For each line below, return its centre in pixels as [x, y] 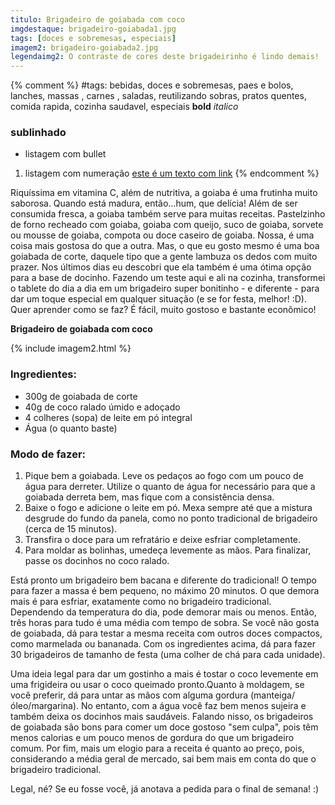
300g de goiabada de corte [81, 396]
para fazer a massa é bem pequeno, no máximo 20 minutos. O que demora [165, 591]
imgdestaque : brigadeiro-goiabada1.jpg [93, 29]
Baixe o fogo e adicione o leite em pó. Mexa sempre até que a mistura [168, 508]
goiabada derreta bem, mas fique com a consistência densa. [149, 497]
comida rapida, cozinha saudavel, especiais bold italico [124, 107]
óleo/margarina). [45, 706]
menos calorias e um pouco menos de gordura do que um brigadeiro [152, 738]
